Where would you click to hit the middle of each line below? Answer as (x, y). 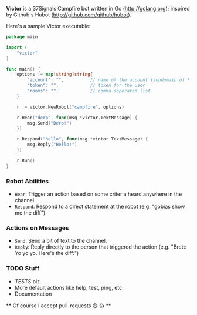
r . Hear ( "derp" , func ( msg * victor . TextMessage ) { (77, 118)
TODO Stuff (23, 269)
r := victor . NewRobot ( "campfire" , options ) (71, 107)
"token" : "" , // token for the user (86, 86)
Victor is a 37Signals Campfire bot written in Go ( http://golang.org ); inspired (98, 9)
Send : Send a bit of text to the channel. (61, 241)
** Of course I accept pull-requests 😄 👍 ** (59, 306)
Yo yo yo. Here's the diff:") (47, 253)
